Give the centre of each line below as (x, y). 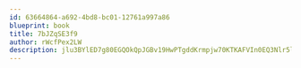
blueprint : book (39, 26)
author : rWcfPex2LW (46, 42)
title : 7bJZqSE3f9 (43, 34)
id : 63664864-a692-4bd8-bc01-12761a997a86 (90, 17)
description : (34, 50)
